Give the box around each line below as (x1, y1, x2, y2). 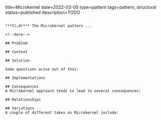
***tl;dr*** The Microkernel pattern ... (5, 23, 92, 28)
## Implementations (5, 75, 46, 80)
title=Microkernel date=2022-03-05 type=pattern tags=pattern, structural (5, 4, 157, 10)
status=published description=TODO (5, 9, 80, 15)
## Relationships (5, 97, 41, 102)
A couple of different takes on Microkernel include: (5, 110, 119, 115)
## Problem (5, 41, 28, 46)
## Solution (5, 58, 30, 63)
